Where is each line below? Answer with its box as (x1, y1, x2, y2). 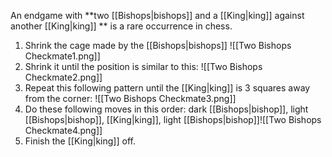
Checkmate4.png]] (24, 125, 103, 136)
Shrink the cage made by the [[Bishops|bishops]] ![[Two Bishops (24, 40, 292, 51)
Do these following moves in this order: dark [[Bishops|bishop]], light (24, 103, 309, 115)
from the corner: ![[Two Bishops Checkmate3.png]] (24, 93, 237, 104)
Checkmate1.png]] (24, 50, 101, 62)
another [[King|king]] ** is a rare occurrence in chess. (10, 20, 233, 32)
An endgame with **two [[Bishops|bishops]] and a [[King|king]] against (10, 10, 305, 21)
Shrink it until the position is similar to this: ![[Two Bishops (24, 61, 263, 72)
